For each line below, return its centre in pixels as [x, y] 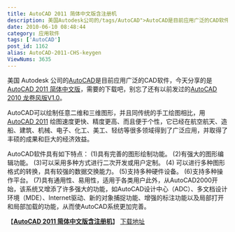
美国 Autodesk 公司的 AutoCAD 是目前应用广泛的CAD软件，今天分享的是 [110, 80]
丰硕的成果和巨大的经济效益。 [50, 139]
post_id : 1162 [28, 46]
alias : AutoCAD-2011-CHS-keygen [54, 53]
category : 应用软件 [34, 33]
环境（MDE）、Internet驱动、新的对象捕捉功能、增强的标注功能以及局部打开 [116, 198]
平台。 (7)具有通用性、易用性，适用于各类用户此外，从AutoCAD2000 [112, 180]
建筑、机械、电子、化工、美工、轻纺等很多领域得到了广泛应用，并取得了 [123, 130]
